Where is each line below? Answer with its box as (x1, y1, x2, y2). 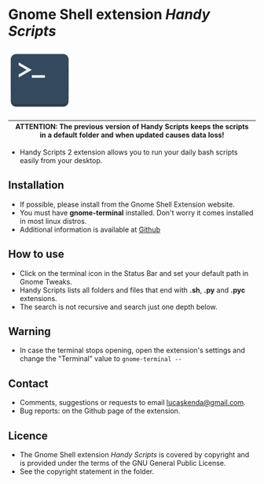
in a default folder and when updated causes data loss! (39, 130, 225, 140)
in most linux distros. (19, 216, 87, 225)
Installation (8, 179, 64, 192)
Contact (8, 377, 49, 390)
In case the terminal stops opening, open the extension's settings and (19, 345, 246, 356)
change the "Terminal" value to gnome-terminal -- (19, 354, 182, 363)
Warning (8, 325, 51, 338)
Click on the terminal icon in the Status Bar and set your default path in (19, 268, 249, 277)
